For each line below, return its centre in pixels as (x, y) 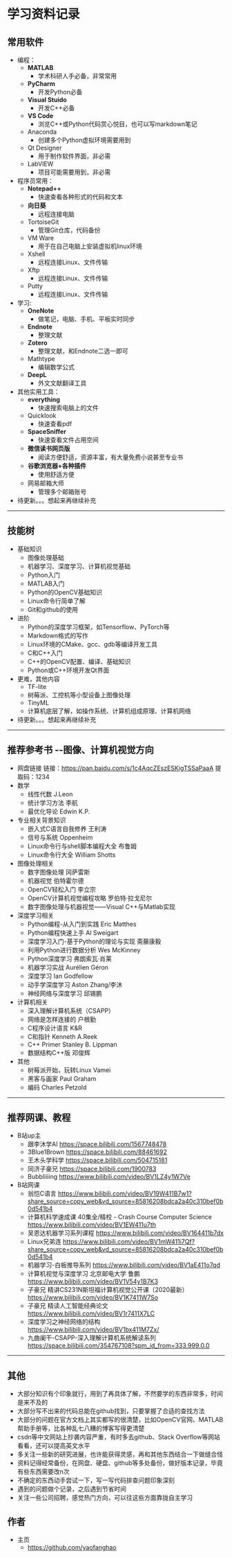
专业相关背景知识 (41, 820)
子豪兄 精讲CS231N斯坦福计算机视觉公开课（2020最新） (108, 1290)
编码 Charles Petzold (57, 1087)
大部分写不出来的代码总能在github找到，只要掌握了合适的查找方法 (111, 1411)
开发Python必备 (60, 92)
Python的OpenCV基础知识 (65, 592)
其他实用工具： (38, 392)
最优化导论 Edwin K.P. (59, 811)
